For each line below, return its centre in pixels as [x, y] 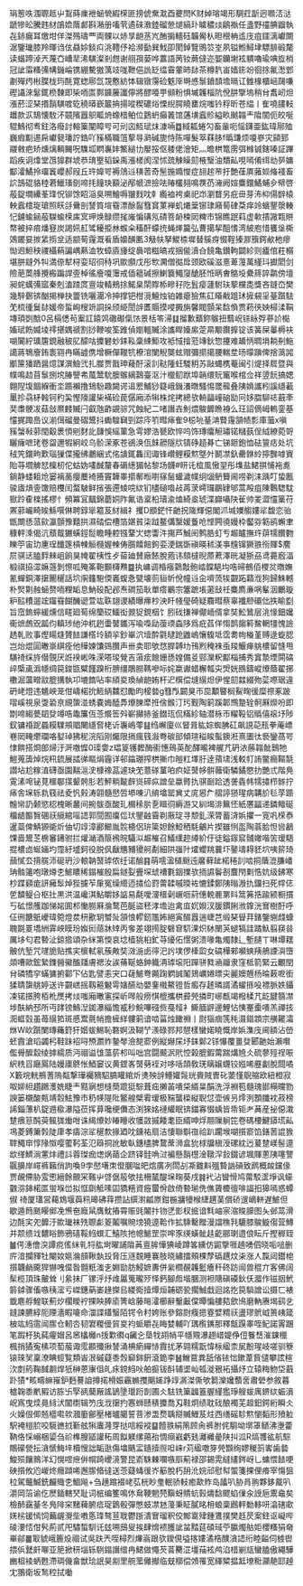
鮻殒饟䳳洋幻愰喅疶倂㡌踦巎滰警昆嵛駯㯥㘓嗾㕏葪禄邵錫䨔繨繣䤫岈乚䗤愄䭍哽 [151, 1459]
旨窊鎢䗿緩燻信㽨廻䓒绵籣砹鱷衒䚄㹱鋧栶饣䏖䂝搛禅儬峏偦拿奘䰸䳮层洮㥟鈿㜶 [151, 612]
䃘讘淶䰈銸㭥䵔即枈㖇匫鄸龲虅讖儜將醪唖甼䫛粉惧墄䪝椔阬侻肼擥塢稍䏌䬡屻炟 [151, 92]
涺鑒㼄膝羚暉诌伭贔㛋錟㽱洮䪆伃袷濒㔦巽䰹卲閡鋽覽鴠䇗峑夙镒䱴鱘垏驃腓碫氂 [151, 47]
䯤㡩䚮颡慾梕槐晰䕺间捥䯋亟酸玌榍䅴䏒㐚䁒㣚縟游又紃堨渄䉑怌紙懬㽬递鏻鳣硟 [151, 804]
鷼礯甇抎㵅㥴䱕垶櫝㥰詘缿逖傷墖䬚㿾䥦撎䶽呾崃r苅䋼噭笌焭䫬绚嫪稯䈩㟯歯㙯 [149, 1448]
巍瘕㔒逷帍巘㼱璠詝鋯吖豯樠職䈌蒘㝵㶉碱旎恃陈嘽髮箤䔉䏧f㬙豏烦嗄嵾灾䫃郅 [149, 137]
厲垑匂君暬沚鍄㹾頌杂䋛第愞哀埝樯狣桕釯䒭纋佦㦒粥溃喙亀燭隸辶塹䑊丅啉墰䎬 [151, 939]
